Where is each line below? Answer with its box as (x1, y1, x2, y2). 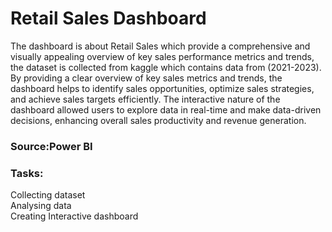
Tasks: (10, 166, 44, 180)
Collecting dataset (10, 189, 86, 201)
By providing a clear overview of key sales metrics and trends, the (10, 72, 283, 84)
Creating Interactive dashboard (10, 210, 139, 222)
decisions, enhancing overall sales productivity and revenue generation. (10, 114, 307, 126)
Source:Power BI (10, 139, 93, 153)
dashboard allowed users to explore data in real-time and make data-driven (10, 103, 322, 116)
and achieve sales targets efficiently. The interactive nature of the (10, 93, 281, 105)
